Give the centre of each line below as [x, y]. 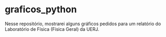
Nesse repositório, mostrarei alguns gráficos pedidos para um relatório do [83, 24]
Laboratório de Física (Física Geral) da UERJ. [52, 29]
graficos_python [41, 10]
